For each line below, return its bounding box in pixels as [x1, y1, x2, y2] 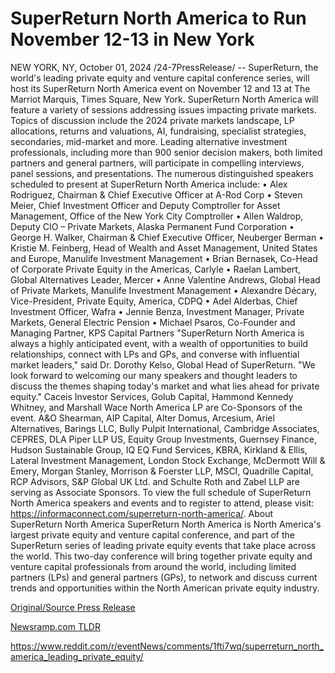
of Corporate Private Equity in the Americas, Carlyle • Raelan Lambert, [10, 263, 301, 275]
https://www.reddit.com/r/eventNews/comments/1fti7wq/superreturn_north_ [10, 640, 324, 652]
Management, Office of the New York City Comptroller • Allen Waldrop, [10, 210, 304, 222]
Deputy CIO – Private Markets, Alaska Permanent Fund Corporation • [10, 220, 295, 232]
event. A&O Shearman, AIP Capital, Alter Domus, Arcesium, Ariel [10, 412, 275, 424]
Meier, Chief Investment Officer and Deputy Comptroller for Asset [10, 199, 281, 211]
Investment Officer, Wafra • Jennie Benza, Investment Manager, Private [10, 305, 305, 317]
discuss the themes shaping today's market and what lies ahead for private [10, 380, 320, 392]
